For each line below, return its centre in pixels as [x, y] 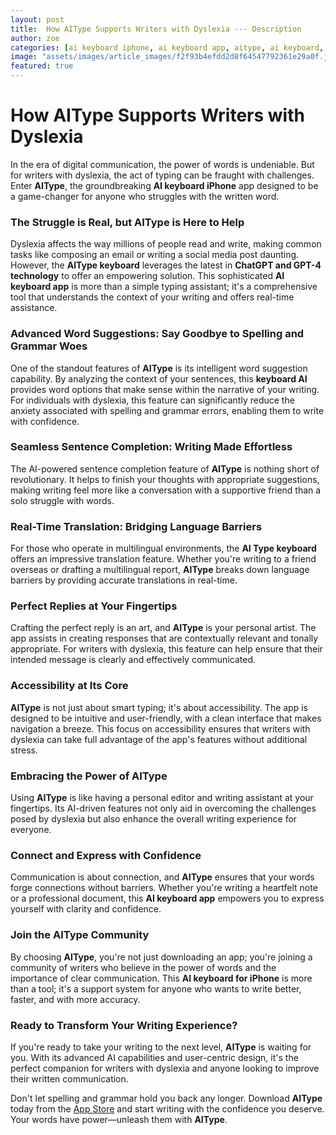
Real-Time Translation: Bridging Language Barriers [136, 526]
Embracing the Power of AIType [89, 776]
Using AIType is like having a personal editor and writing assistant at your [162, 798]
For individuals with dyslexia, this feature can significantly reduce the [152, 400]
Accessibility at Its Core [69, 686]
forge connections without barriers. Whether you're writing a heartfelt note [164, 888]
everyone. [31, 830]
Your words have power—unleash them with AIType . [119, 1119]
